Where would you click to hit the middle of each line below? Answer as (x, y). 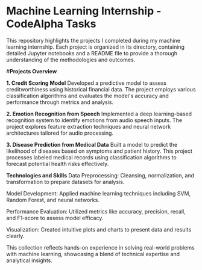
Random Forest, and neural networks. (53, 200)
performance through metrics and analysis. (60, 102)
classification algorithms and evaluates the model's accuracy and (87, 96)
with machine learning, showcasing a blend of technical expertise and (93, 254)
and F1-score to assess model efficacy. (55, 218)
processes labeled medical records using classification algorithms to (91, 157)
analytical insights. (29, 260)
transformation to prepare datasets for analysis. (65, 182)
